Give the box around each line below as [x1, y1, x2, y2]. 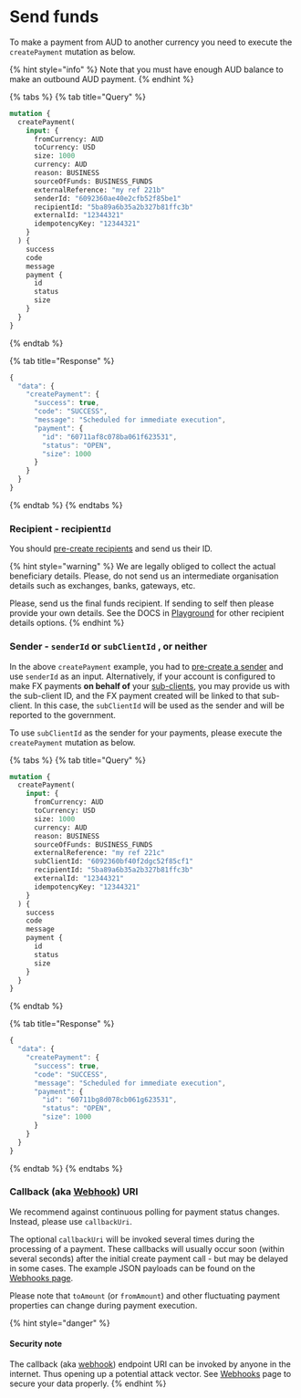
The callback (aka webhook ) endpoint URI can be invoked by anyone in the [9, 1359, 292, 1370]
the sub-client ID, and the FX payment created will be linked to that [9, 690, 261, 701]
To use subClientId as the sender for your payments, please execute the [9, 727, 283, 738]
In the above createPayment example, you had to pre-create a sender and [9, 661, 284, 672]
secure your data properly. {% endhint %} [9, 1378, 167, 1389]
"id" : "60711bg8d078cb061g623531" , [42, 1095, 178, 1105]
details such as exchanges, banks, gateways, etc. [9, 580, 196, 591]
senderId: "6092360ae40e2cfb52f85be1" [33, 193, 182, 203]
